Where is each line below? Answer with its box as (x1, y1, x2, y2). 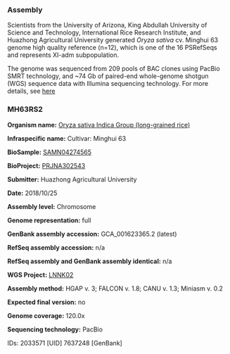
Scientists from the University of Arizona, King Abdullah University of (7, 21, 207, 30)
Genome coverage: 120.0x (7, 311, 85, 320)
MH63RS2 (7, 104, 44, 114)
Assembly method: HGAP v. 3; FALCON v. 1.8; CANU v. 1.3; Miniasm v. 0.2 (7, 284, 224, 293)
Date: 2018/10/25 (7, 189, 58, 197)
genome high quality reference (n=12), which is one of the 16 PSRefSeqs (7, 44, 217, 52)
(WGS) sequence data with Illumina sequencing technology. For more (7, 80, 209, 88)
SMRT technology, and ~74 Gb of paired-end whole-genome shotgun (7, 72, 209, 80)
